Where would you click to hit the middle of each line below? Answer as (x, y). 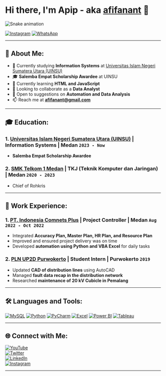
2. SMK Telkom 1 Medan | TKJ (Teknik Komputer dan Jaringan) (82, 169)
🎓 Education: (27, 123)
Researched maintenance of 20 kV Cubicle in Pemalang (70, 280)
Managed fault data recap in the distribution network (67, 275)
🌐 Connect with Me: (37, 336)
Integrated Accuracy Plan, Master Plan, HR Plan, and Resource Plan (82, 236)
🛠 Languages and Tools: (44, 301)
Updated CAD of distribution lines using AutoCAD (63, 270)
